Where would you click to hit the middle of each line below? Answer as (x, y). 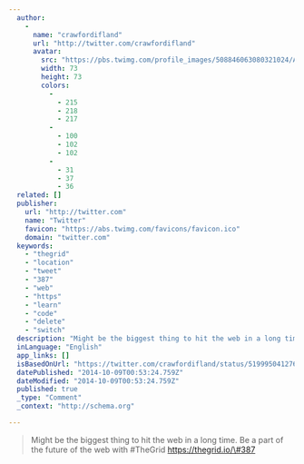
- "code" (41, 313)
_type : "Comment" (49, 398)
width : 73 (59, 69)
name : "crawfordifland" (78, 35)
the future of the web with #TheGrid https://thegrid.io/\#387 (143, 449)
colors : (55, 85)
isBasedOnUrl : (43, 364)
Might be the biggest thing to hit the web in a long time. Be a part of (157, 439)
